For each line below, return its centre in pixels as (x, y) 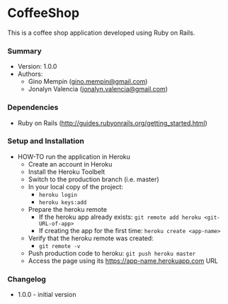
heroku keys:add (63, 202)
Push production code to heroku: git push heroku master (112, 253)
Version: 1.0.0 (37, 67)
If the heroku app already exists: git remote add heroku (120, 217)
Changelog (27, 279)
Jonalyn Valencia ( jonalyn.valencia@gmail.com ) (98, 89)
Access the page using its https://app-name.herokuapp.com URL (123, 261)
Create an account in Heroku (70, 164)
